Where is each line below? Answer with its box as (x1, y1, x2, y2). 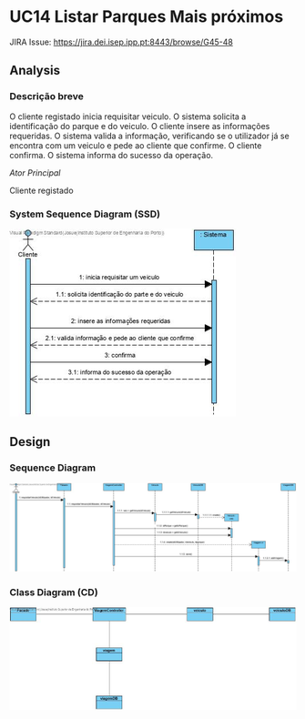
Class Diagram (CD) (9, 586, 98, 599)
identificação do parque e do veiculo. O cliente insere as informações (9, 120, 270, 131)
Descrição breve (9, 90, 84, 103)
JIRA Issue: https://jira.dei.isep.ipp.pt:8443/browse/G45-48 (9, 36, 234, 47)
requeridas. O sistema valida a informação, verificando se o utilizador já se (9, 130, 290, 141)
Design (9, 434, 51, 450)
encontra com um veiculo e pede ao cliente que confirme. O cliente (9, 139, 262, 151)
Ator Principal (9, 167, 61, 178)
